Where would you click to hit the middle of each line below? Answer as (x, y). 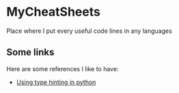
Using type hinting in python (56, 82)
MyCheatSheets (53, 12)
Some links (30, 52)
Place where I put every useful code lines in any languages (89, 31)
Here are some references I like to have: (63, 68)
